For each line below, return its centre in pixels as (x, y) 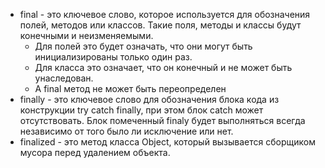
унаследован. (64, 78)
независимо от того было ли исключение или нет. (126, 131)
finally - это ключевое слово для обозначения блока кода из (149, 99)
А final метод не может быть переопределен (130, 88)
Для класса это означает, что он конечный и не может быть (163, 67)
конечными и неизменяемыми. (86, 35)
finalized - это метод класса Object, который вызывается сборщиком (167, 142)
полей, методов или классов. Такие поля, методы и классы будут (160, 25)
